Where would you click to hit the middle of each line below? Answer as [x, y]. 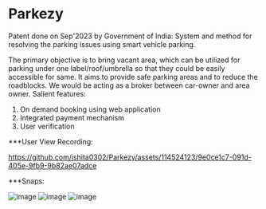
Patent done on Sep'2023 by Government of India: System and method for [130, 36]
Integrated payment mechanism [72, 117]
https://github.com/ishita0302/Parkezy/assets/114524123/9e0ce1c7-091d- [130, 157]
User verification [47, 126]
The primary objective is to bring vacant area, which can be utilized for [124, 60]
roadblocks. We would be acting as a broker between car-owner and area [129, 85]
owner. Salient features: [47, 93]
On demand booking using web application [90, 109]
